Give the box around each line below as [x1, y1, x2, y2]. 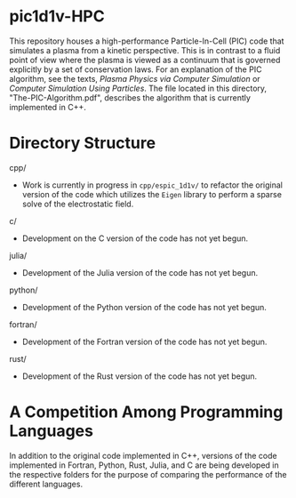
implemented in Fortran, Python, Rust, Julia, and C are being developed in [9, 460, 279, 470]
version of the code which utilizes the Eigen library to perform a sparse [21, 189, 283, 199]
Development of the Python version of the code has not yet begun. [21, 301, 267, 312]
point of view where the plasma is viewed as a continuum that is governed [9, 54, 281, 65]
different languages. [9, 478, 83, 489]
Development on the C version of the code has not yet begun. [21, 233, 249, 244]
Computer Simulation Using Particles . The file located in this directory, [9, 83, 268, 93]
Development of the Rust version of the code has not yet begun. [21, 371, 258, 382]
